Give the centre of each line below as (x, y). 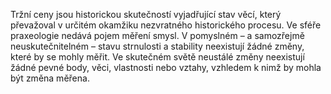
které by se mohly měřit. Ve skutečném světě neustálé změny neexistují (157, 57)
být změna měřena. (50, 78)
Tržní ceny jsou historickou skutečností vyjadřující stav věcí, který (146, 14)
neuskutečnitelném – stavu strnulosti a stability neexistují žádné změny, (157, 46)
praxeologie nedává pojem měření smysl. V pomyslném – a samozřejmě (157, 35)
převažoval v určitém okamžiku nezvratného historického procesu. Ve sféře (166, 25)
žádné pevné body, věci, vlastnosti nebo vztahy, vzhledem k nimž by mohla (166, 67)
